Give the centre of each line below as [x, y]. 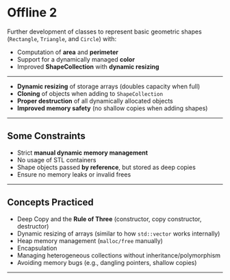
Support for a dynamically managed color [76, 59]
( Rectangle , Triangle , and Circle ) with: [62, 38]
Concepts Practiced [50, 202]
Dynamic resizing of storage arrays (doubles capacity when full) [108, 86]
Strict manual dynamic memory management [82, 153]
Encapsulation [37, 248]
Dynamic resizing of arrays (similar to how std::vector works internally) [118, 233]
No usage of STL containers [56, 160]
